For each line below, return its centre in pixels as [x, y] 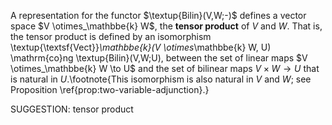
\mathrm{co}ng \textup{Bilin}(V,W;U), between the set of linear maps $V [159, 58]
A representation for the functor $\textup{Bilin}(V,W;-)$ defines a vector [158, 15]
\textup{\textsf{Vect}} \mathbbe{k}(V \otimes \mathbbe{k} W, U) [141, 47]
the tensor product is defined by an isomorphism [111, 36]
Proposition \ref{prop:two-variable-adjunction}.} [110, 89]
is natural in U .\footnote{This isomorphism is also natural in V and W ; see [161, 79]
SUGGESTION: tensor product [72, 109]
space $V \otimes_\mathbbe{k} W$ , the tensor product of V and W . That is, [166, 26]
